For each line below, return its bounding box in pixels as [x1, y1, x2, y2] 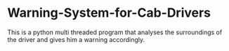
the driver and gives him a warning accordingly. [7, 35, 145, 43]
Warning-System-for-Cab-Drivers [7, 5, 211, 21]
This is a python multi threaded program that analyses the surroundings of [7, 28, 223, 36]
